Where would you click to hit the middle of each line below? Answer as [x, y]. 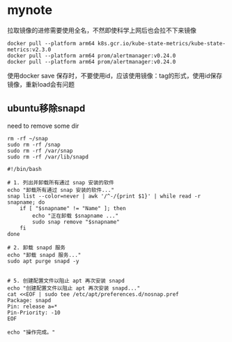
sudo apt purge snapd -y [43, 261]
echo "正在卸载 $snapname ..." [76, 216]
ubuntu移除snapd [46, 109]
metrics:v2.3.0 [29, 50]
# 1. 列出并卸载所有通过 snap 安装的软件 [61, 183]
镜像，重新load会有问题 [41, 84]
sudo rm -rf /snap [34, 144]
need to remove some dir [43, 126]
